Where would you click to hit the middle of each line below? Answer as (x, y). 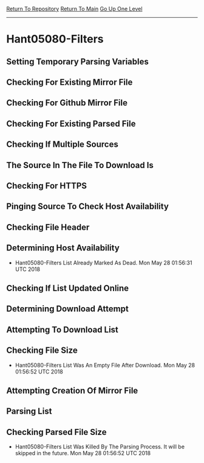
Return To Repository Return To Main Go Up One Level (74, 9)
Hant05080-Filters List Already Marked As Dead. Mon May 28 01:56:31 (104, 263)
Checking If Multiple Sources (62, 145)
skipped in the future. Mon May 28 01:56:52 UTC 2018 (83, 453)
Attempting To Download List (62, 329)
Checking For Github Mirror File (67, 103)
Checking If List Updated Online (68, 288)
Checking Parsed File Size (56, 432)
